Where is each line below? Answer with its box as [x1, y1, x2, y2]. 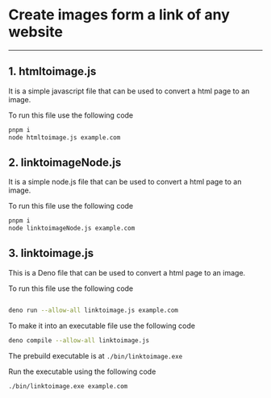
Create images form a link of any [8, 6, 230, 24]
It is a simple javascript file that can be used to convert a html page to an [8, 86, 250, 96]
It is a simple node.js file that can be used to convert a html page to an [8, 177, 242, 187]
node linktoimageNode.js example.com [8, 224, 135, 233]
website [8, 23, 63, 41]
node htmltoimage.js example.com [8, 133, 121, 142]
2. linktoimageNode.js [8, 155, 122, 169]
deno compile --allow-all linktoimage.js [8, 336, 150, 344]
